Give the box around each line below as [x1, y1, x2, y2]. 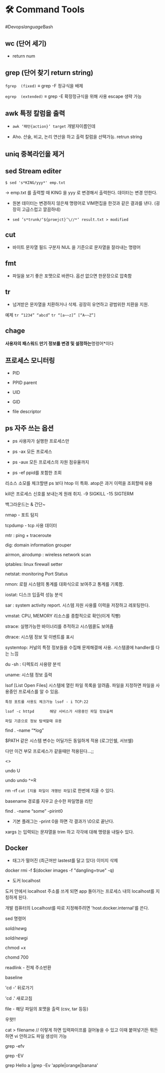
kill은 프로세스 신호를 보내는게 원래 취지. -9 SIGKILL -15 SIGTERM [5, 491, 134, 497]
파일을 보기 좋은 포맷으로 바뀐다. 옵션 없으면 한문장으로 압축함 [12, 273, 132, 279]
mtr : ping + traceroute [5, 533, 52, 538]
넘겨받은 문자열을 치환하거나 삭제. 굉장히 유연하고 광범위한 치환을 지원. [12, 302, 149, 307]
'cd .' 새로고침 [5, 996, 33, 1001]
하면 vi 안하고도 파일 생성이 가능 [5, 1033, 67, 1039]
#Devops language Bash [5, 23, 53, 30]
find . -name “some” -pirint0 [5, 808, 63, 814]
